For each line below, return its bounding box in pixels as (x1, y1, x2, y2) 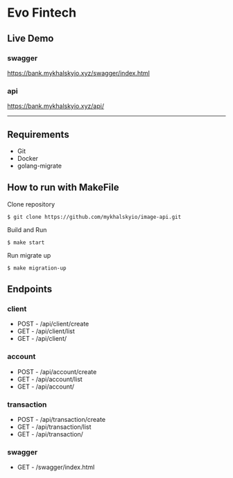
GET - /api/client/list (17, 327, 75, 335)
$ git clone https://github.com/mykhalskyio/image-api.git (7, 213, 182, 220)
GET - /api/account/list (17, 375, 83, 383)
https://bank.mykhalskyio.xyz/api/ (7, 102, 105, 110)
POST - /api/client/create (17, 320, 89, 328)
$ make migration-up (7, 265, 67, 272)
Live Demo (7, 33, 54, 44)
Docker (17, 154, 39, 162)
